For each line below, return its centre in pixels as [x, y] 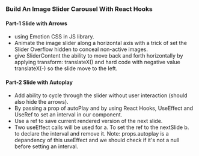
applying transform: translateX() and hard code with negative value [97, 62]
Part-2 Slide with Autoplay [39, 82]
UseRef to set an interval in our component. [68, 115]
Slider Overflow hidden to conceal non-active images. [81, 49]
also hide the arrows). [41, 102]
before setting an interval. [46, 146]
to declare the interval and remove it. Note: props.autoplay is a [91, 134]
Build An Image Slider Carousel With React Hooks [79, 9]
